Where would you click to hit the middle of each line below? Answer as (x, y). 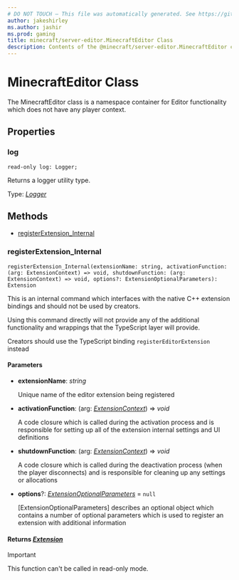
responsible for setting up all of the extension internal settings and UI (119, 429)
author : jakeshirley (38, 21)
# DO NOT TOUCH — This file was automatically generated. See (101, 14)
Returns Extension (35, 539)
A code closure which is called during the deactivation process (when (120, 465)
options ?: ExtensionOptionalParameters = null (87, 494)
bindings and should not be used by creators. (74, 306)
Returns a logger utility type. (49, 180)
